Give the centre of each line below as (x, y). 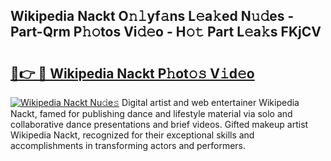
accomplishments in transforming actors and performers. (128, 145)
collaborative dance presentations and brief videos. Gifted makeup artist (159, 124)
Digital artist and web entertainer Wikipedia (210, 102)
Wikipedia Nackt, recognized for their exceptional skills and (132, 135)
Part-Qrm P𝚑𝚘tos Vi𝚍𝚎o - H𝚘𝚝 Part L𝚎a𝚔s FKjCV (166, 32)
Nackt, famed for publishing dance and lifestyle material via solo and (151, 113)
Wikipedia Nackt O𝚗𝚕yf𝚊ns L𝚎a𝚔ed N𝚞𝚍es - (152, 16)
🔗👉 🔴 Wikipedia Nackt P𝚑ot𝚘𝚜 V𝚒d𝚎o (132, 73)
